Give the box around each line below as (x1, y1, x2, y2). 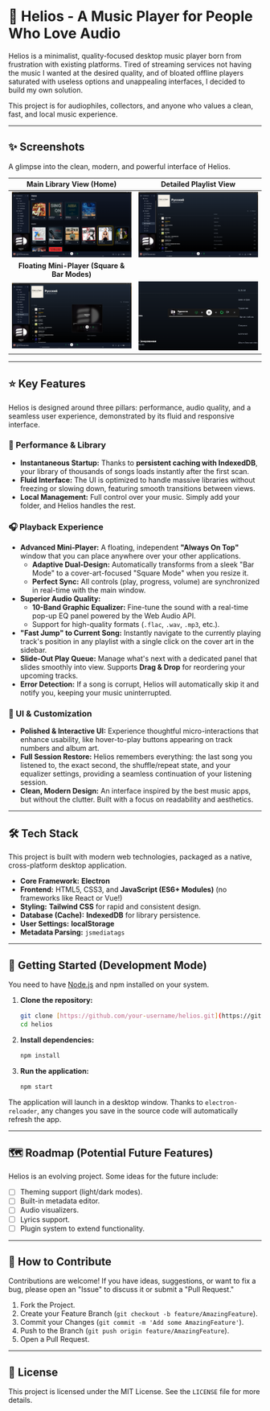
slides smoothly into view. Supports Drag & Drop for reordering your (19, 662, 245, 672)
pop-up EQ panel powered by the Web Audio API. (31, 611, 196, 621)
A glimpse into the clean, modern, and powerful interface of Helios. (8, 161, 231, 171)
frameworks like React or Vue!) (19, 893, 123, 903)
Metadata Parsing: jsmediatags (19, 927, 125, 937)
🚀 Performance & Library (8, 439, 107, 451)
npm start (19, 1083, 54, 1091)
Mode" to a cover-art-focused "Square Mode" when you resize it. (31, 568, 249, 578)
